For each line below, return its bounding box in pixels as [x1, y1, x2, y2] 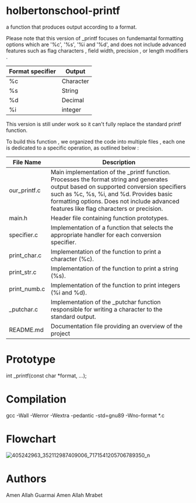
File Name [12, 158, 42, 166]
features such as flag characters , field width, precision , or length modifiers [6, 47, 188, 54]
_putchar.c [9, 305, 38, 313]
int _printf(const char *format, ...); [6, 372, 87, 379]
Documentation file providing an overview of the [50, 322, 183, 330]
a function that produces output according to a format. [6, 23, 137, 30]
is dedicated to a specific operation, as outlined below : [6, 144, 139, 151]
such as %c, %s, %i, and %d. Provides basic [50, 190, 173, 198]
